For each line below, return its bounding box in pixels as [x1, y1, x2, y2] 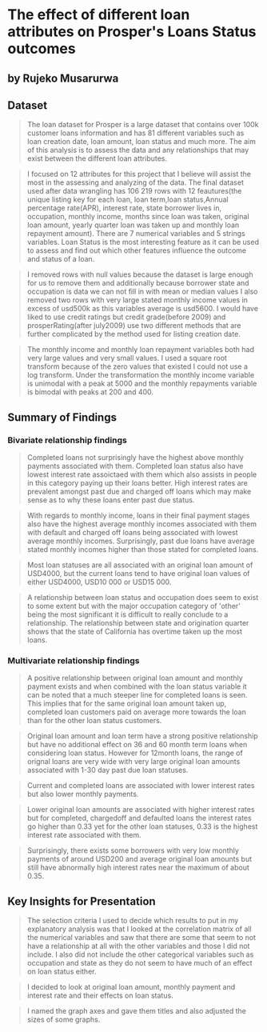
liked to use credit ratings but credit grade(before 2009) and [26, 312, 226, 322]
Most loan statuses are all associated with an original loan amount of [26, 560, 253, 570]
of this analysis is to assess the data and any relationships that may [26, 146, 249, 155]
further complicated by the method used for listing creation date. [26, 330, 241, 339]
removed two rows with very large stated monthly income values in [26, 295, 249, 305]
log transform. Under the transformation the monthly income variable [26, 370, 255, 380]
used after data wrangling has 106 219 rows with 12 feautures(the [26, 186, 242, 196]
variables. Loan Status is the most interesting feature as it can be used [26, 238, 259, 247]
